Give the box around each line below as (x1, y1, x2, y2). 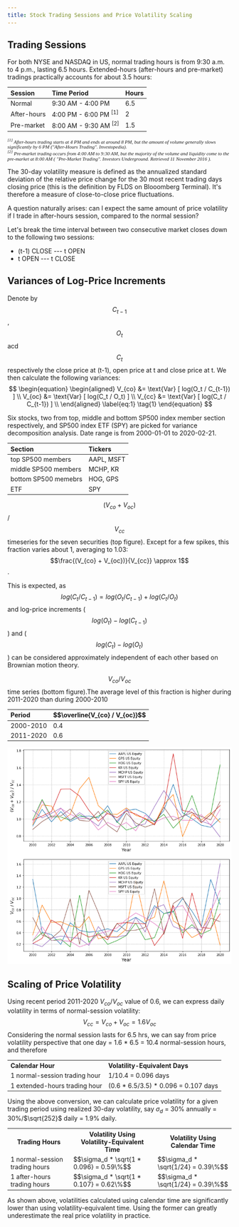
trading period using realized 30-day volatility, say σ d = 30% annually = (7, 1105, 217, 1115)
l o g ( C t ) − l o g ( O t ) (95, 640, 144, 650)
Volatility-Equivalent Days (107, 1061, 188, 1070)
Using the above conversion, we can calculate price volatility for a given (7, 1097, 218, 1106)
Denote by (7, 293, 38, 303)
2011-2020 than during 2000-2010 (7, 695, 108, 703)
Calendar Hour (10, 1061, 55, 1070)
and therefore (7, 1046, 48, 1054)
